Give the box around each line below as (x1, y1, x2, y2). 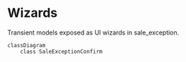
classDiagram (7, 42, 46, 49)
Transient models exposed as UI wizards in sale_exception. (7, 28, 180, 37)
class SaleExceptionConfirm (20, 48, 103, 55)
